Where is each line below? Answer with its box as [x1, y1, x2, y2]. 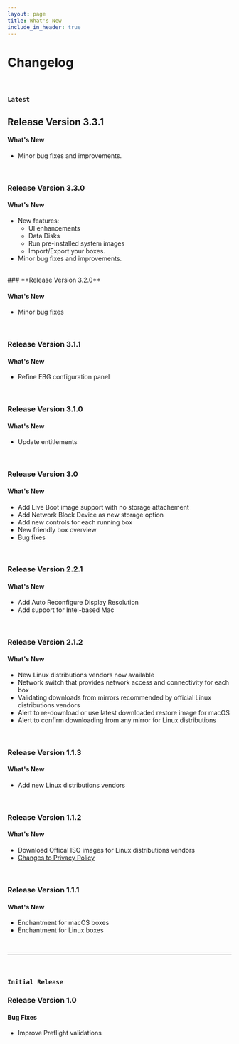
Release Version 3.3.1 [7, 115, 105, 128]
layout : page [7, 10, 46, 18]
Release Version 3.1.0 [7, 404, 83, 414]
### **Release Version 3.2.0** [7, 275, 101, 284]
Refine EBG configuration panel [17, 373, 110, 381]
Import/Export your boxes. [28, 246, 105, 255]
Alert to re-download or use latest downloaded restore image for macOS [17, 708, 230, 717]
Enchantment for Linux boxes [17, 926, 105, 934]
